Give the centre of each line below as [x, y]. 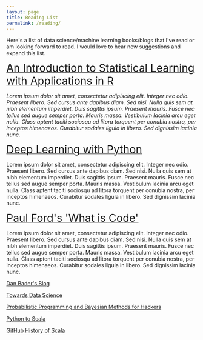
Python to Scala [26, 319]
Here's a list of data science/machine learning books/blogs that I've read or [101, 41]
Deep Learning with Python [74, 150]
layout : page [23, 12]
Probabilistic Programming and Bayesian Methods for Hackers [84, 307]
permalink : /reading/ [34, 23]
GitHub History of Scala [36, 330]
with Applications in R [60, 81]
